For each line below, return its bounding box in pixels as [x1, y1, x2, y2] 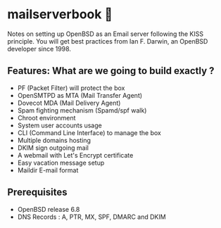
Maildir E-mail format [17, 165, 79, 175]
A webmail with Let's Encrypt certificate [17, 151, 134, 159]
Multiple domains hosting [17, 136, 91, 144]
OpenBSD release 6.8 [17, 205, 80, 213]
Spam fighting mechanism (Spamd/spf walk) [17, 106, 147, 115]
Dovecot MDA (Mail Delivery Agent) [17, 99, 121, 107]
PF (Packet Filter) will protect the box [17, 84, 125, 92]
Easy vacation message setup [17, 158, 105, 167]
